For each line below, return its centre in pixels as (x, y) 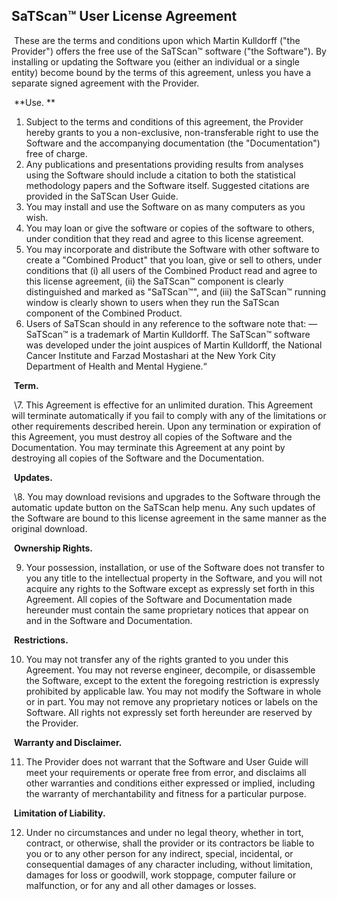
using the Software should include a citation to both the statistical (160, 175)
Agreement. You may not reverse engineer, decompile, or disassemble (170, 670)
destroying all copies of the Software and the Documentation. (138, 458)
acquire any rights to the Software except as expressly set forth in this (170, 588)
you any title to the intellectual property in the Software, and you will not (174, 578)
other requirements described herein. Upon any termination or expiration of (166, 426)
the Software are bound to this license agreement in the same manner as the (169, 518)
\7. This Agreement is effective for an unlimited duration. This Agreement (163, 405)
